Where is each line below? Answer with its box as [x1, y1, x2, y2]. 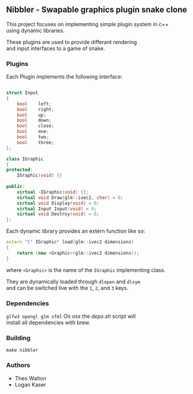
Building [6, 333, 31, 342]
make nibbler [6, 348, 39, 354]
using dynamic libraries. [6, 27, 65, 34]
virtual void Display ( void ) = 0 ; [17, 200, 100, 206]
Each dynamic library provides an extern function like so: [6, 227, 145, 234]
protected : [6, 167, 33, 173]
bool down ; [17, 117, 52, 124]
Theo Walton [14, 374, 46, 382]
